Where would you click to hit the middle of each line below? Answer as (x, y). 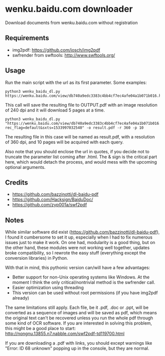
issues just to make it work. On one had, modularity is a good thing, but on (80, 243)
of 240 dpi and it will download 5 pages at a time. (55, 110)
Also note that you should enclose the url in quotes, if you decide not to (77, 151)
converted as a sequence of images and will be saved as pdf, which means (81, 313)
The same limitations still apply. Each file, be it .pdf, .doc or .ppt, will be (77, 307)
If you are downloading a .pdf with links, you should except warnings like (79, 343)
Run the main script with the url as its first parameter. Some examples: (76, 82)
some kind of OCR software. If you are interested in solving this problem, (79, 323)
